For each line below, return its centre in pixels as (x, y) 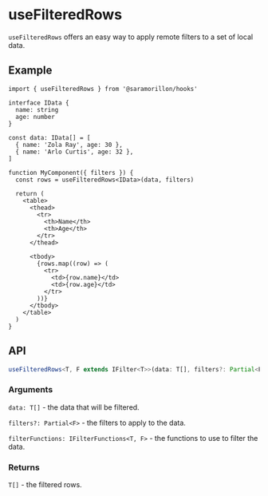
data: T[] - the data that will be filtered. (74, 407)
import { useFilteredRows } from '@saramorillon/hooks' (103, 89)
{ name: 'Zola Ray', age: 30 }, (69, 145)
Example (30, 71)
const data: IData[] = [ (49, 137)
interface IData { (39, 103)
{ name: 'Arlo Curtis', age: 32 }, (75, 152)
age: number (35, 117)
